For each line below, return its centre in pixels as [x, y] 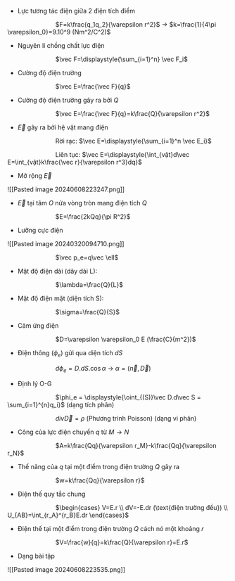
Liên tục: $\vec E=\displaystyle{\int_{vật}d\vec [122, 154]
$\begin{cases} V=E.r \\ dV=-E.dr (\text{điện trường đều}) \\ [142, 507]
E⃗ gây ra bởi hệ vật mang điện [63, 127]
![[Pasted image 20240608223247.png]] [66, 189]
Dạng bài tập [36, 556]
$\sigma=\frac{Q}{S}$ [87, 312]
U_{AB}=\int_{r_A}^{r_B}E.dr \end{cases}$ [68, 515]
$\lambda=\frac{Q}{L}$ [89, 285]
